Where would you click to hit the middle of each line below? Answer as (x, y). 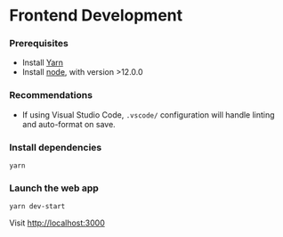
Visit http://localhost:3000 (57, 223)
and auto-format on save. (69, 124)
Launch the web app (54, 188)
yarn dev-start (37, 207)
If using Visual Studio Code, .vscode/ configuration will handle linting (148, 114)
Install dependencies (56, 147)
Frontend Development (96, 16)
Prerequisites (39, 44)
